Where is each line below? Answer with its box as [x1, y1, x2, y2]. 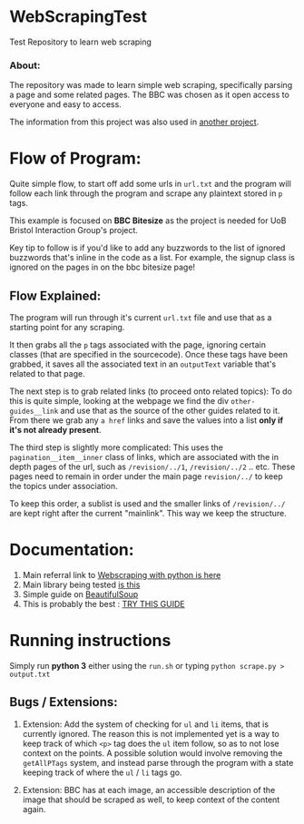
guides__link [9, 407, 59, 416]
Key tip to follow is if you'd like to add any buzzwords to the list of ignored [9, 242, 286, 253]
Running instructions [9, 631, 172, 651]
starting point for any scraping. [9, 321, 125, 332]
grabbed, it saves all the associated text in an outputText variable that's [9, 358, 277, 369]
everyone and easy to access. [9, 99, 123, 110]
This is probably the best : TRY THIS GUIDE [22, 598, 185, 609]
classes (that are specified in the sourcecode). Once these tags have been [9, 348, 289, 359]
